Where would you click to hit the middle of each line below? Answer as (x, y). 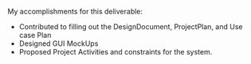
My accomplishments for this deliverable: (75, 11)
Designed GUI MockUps (59, 43)
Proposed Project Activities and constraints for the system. (116, 52)
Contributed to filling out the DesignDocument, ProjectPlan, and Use (131, 26)
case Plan (35, 35)
